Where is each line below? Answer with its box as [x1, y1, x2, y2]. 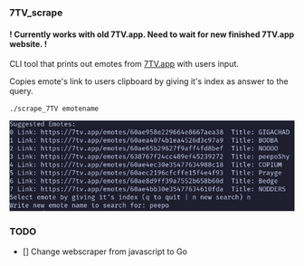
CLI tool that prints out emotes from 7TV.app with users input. [9, 59, 240, 70]
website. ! [9, 38, 48, 49]
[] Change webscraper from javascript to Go [22, 246, 188, 257]
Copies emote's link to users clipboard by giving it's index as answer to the [9, 76, 289, 87]
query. [9, 86, 33, 97]
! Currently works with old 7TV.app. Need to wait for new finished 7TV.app [9, 29, 295, 40]
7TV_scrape [9, 6, 63, 19]
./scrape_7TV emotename [9, 104, 100, 114]
